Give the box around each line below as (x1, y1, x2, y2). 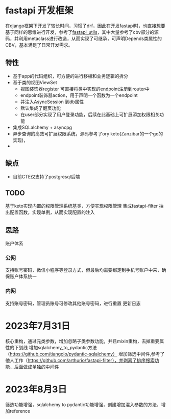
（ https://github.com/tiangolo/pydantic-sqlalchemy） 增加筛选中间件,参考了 (5, 351, 165, 357)
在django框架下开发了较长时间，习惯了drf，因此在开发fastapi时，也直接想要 (5, 23, 166, 29)
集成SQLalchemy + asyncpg (12, 124, 72, 130)
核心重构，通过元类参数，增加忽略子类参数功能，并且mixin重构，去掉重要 (5, 338, 160, 344)
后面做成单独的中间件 (14, 364, 59, 370)
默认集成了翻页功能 (20, 105, 61, 111)
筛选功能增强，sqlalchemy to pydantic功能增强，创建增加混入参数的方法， (5, 401, 162, 408)
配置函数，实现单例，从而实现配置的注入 (9, 209, 95, 215)
